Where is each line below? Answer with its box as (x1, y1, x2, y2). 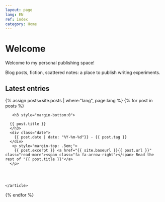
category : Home (5, 21, 37, 27)
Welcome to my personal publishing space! (5, 60, 95, 66)
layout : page (5, 7, 33, 13)
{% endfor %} (5, 192, 34, 198)
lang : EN (5, 12, 24, 17)
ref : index (5, 17, 28, 22)
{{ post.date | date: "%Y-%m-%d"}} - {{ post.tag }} (14, 134, 127, 140)
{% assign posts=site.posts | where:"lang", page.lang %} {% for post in (5, 98, 153, 103)
